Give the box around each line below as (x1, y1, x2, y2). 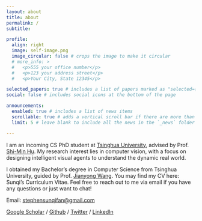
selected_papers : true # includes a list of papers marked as (6, 86, 165, 92)
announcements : (6, 103, 44, 109)
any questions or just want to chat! (6, 184, 92, 192)
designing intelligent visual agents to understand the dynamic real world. (6, 154, 186, 161)
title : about (6, 14, 39, 20)
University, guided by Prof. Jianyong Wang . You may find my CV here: (6, 172, 179, 179)
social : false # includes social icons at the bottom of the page (6, 92, 176, 98)
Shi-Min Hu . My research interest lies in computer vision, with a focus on (6, 148, 186, 155)
